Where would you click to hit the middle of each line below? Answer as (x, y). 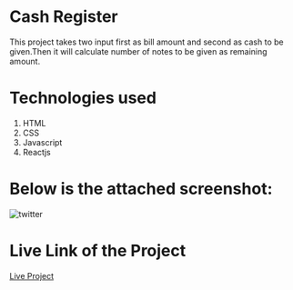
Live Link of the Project (98, 251)
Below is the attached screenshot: (141, 189)
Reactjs (37, 152)
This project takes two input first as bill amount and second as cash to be (146, 42)
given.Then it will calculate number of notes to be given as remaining (138, 51)
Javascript (42, 142)
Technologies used (83, 98)
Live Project (32, 275)
